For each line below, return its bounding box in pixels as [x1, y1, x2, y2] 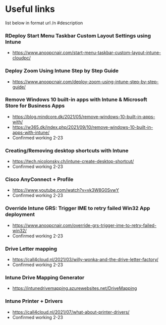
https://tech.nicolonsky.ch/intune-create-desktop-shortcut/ [12, 159, 134, 164]
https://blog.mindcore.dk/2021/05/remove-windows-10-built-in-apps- [12, 113, 155, 119]
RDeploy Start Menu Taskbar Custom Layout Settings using [5, 32, 151, 39]
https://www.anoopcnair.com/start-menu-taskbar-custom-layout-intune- [12, 50, 161, 55]
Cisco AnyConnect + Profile [5, 176, 74, 183]
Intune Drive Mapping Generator [5, 274, 85, 281]
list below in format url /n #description [5, 20, 83, 26]
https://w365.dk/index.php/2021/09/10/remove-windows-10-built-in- [12, 124, 153, 130]
